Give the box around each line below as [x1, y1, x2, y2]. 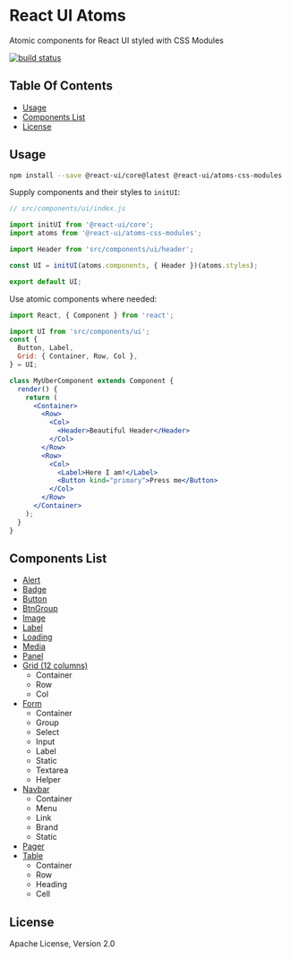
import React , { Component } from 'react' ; [9, 311, 175, 320]
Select [35, 727, 60, 738]
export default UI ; [9, 277, 82, 287]
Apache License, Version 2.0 [9, 938, 116, 949]
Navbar [21, 784, 50, 795]
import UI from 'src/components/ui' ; [9, 327, 150, 336]
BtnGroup [21, 603, 58, 614]
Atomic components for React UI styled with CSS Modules [9, 35, 224, 46]
